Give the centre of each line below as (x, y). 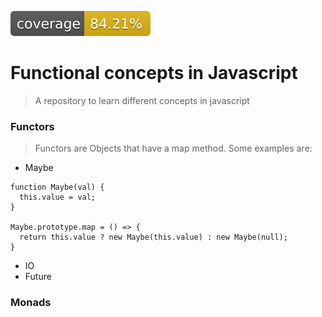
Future (38, 277)
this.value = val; (58, 197)
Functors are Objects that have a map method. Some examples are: (173, 148)
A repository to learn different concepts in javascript (142, 100)
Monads (31, 303)
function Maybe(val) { (57, 187)
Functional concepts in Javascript (154, 73)
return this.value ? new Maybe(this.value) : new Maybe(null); (153, 237)
